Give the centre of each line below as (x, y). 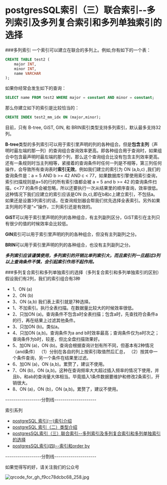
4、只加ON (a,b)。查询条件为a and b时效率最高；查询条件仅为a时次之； (86, 333)
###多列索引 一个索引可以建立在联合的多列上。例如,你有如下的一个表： (78, 50)
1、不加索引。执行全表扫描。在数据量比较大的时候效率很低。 (74, 308)
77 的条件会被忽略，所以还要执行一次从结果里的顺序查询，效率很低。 (90, 188)
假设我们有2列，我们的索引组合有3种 (43, 279)
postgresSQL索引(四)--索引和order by (51, 446)
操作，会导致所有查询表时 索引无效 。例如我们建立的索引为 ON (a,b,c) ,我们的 (83, 169)
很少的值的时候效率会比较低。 (40, 224)
